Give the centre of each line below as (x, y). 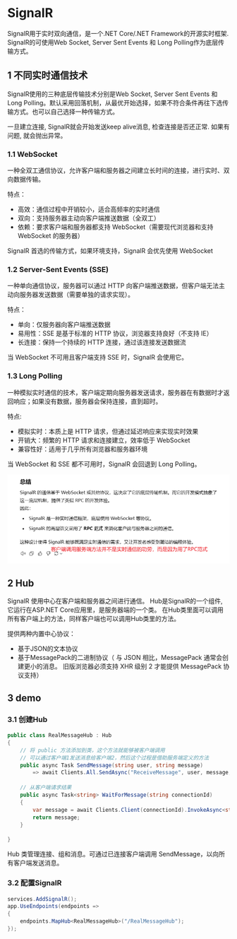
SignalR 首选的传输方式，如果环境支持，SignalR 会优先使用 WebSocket (110, 251)
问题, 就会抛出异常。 (37, 135)
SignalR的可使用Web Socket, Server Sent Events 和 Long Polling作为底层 (113, 42)
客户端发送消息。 (38, 863)
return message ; (56, 817)
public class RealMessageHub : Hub (60, 736)
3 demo (24, 698)
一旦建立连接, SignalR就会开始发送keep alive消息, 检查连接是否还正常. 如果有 (119, 126)
